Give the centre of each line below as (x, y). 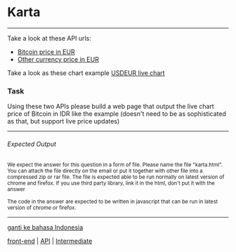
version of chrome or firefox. (42, 208)
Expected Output (32, 144)
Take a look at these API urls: (49, 38)
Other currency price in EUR (58, 59)
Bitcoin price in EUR (46, 52)
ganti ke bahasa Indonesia (45, 227)
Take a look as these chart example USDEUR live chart (86, 73)
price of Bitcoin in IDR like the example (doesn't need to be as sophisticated (117, 114)
